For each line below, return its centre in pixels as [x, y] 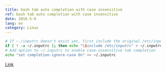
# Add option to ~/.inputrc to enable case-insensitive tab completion [80, 50]
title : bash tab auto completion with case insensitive [64, 10]
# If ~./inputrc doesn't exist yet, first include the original [73, 41]
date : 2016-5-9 [21, 19]
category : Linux [22, 28]
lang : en [14, 23]
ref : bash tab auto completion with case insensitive [62, 14]
